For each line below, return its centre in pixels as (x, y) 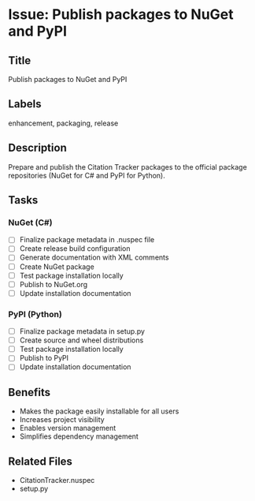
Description (37, 148)
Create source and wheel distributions (81, 340)
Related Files (41, 461)
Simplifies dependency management (79, 436)
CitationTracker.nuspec (57, 480)
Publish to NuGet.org (54, 284)
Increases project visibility (62, 420)
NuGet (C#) (30, 222)
